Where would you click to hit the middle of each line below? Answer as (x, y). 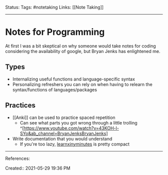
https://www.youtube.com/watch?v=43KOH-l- (71, 128)
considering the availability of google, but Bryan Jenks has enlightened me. (83, 51)
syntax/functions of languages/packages (55, 89)
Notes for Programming (55, 32)
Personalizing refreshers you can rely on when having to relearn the (82, 84)
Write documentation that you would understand (62, 138)
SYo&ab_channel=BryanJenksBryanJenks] (64, 133)
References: (17, 158)
